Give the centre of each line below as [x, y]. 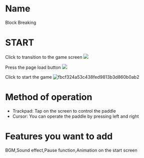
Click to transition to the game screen [44, 57]
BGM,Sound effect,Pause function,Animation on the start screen [71, 150]
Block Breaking [21, 22]
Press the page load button [33, 67]
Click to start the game [29, 77]
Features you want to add [59, 136]
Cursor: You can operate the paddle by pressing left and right [75, 116]
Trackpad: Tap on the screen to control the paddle [64, 111]
